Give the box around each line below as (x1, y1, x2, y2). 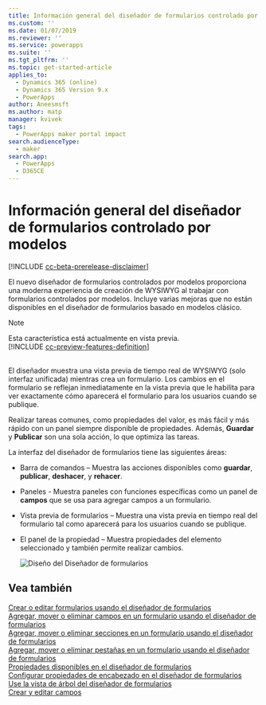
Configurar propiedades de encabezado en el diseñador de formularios (8, 670, 242, 680)
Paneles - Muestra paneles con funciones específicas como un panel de (19, 487, 258, 496)
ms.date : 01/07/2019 (8, 26, 77, 34)
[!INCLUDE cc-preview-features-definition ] (8, 342, 150, 351)
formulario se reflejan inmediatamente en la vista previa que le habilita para (8, 382, 255, 392)
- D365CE (15, 167, 45, 175)
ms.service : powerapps (8, 41, 84, 49)
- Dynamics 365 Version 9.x (15, 85, 109, 94)
